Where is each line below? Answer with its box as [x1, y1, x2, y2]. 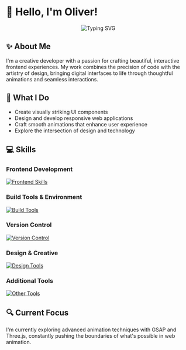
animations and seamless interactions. [6, 76, 98, 83]
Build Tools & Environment [6, 193, 82, 201]
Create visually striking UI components [14, 108, 108, 115]
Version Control [6, 221, 52, 229]
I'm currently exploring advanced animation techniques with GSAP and [6, 326, 177, 333]
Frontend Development [6, 165, 73, 173]
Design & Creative [6, 249, 58, 257]
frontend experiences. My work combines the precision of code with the [6, 63, 180, 70]
